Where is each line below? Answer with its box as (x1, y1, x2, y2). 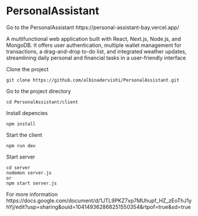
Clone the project (6, 65, 49, 72)
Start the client (6, 131, 43, 138)
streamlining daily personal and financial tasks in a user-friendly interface (6, 54, 186, 61)
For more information (6, 190, 58, 198)
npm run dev (6, 142, 36, 149)
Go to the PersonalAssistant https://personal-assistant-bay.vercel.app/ (6, 24, 180, 31)
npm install (6, 120, 36, 127)
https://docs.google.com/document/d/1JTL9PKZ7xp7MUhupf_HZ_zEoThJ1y (6, 197, 192, 204)
